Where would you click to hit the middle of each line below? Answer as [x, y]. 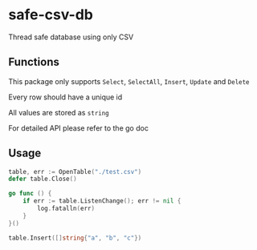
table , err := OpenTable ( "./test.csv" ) [75, 171]
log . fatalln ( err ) [66, 209]
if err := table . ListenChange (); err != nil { [102, 201]
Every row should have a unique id [65, 97]
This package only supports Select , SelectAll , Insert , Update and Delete [129, 81]
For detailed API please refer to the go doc [78, 128]
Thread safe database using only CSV [71, 37]
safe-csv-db [51, 15]
